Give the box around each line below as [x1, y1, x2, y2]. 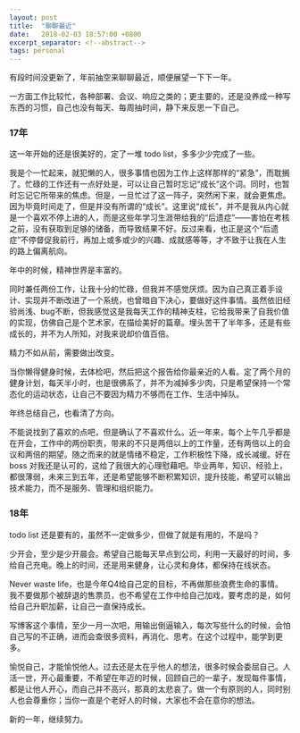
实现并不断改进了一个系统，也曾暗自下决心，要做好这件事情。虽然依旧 [24, 295, 283, 306]
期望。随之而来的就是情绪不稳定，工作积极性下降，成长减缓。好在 [47, 449, 291, 460]
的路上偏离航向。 [9, 246, 72, 257]
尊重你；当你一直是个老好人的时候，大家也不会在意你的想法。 [32, 695, 260, 705]
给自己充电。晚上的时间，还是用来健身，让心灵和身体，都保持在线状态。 [9, 560, 275, 570]
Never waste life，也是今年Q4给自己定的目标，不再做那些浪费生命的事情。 [9, 578, 284, 589]
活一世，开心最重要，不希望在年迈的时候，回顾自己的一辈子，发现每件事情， [9, 672, 291, 683]
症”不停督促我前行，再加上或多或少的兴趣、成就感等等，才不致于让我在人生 [9, 234, 287, 246]
